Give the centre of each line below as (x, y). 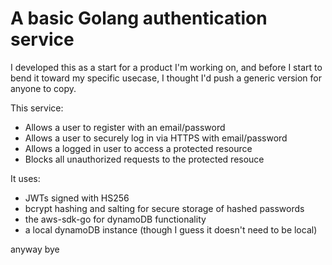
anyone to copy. (43, 88)
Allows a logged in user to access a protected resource (138, 148)
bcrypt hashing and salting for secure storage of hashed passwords (164, 208)
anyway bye (35, 249)
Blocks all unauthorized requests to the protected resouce (144, 159)
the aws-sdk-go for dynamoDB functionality (115, 219)
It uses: (25, 178)
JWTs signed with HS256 (77, 198)
